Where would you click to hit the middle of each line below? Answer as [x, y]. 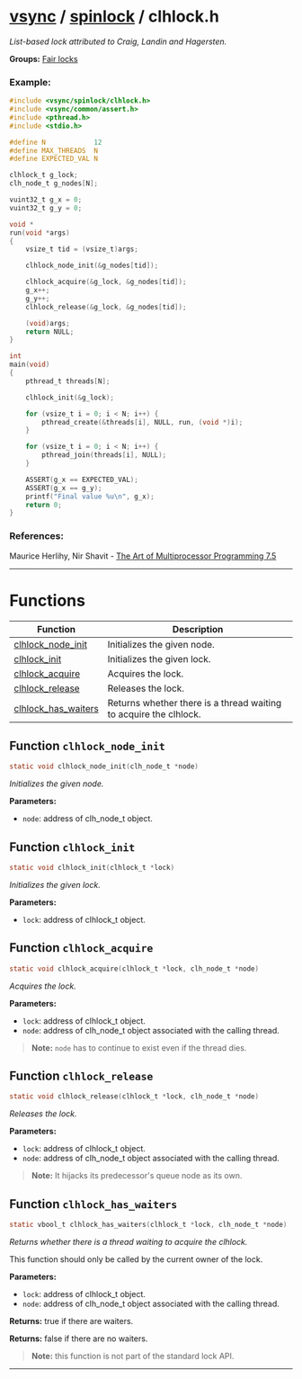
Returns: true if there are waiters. [71, 1321]
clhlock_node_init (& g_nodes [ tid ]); [92, 266]
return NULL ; [50, 331]
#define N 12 [56, 142]
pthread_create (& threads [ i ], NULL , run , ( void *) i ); [142, 422]
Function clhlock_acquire [81, 948]
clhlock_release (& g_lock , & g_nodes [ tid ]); [106, 307]
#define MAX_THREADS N [54, 150]
